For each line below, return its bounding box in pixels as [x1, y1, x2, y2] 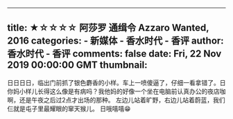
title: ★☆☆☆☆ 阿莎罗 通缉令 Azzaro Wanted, [7, 22, 209, 34]
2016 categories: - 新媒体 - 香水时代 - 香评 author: [7, 35, 224, 47]
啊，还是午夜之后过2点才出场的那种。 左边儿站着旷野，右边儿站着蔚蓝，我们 [7, 95, 225, 104]
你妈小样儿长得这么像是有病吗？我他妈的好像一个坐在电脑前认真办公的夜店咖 [7, 87, 226, 95]
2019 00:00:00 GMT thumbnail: [7, 59, 148, 71]
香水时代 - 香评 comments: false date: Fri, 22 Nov [7, 48, 222, 59]
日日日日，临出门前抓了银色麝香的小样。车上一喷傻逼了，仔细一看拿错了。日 [7, 78, 226, 86]
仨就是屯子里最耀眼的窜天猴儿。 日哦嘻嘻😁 [7, 104, 131, 113]
